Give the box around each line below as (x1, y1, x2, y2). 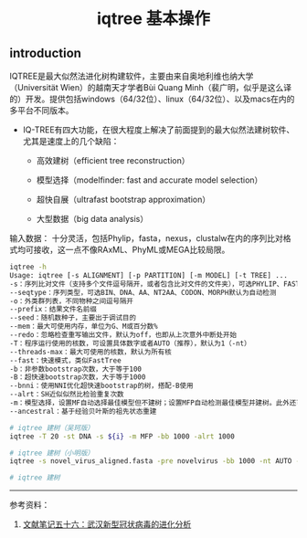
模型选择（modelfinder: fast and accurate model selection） (36, 174, 263, 185)
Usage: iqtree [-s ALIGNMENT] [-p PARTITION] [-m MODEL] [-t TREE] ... (9, 270, 288, 280)
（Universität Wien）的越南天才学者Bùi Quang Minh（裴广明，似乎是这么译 (9, 82, 292, 92)
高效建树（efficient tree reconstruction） (36, 155, 190, 165)
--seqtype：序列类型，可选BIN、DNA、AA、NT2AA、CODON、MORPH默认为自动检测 (9, 288, 277, 297)
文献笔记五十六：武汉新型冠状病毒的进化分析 (22, 519, 192, 530)
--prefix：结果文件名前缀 (9, 305, 98, 314)
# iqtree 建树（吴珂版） (9, 423, 94, 432)
